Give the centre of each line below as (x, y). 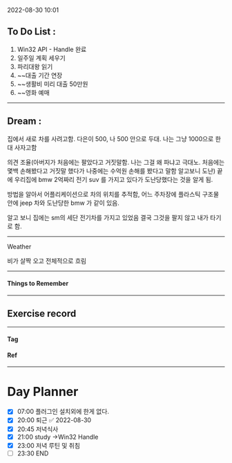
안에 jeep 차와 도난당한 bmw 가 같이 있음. (63, 203)
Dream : (25, 121)
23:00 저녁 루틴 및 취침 (49, 445)
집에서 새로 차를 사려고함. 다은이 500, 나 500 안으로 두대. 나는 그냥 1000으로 (110, 138)
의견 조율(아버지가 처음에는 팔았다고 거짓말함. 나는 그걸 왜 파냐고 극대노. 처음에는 (116, 162)
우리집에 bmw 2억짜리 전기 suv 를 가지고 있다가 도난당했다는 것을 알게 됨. (114, 179)
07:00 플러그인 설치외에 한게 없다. (63, 412)
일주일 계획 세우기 (41, 57)
